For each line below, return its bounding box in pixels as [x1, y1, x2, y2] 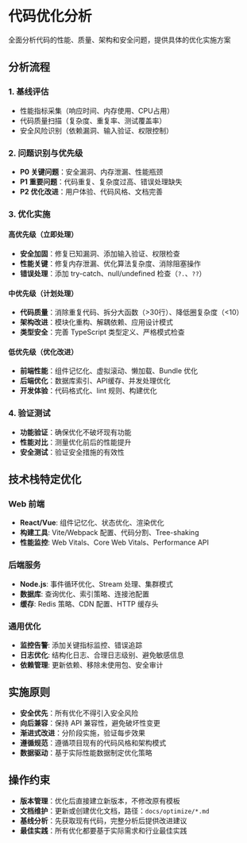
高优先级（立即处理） [8, 229, 78, 239]
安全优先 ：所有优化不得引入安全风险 [19, 708, 139, 718]
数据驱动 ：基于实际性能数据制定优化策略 [19, 748, 152, 757]
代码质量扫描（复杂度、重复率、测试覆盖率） [19, 116, 167, 125]
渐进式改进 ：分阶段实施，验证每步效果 [19, 728, 145, 737]
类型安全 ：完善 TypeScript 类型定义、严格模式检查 [19, 327, 185, 337]
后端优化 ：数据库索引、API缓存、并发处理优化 [19, 376, 171, 386]
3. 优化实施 [8, 208, 51, 219]
